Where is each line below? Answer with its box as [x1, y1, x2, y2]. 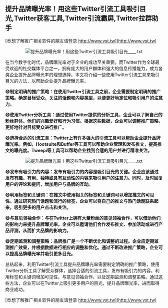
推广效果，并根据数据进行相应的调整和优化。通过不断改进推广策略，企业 [9, 244, 158, 250]
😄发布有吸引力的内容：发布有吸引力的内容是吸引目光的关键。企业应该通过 [5, 168, 159, 174]
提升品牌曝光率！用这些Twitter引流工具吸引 [5, 5, 140, 14]
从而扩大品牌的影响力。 [22, 227, 71, 233]
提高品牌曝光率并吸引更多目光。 [9, 250, 75, 256]
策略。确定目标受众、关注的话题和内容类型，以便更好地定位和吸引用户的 [5, 95, 154, 101]
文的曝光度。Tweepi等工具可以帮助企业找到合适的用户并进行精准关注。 [5, 147, 152, 153]
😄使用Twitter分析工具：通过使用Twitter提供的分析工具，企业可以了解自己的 [5, 112, 162, 118]
